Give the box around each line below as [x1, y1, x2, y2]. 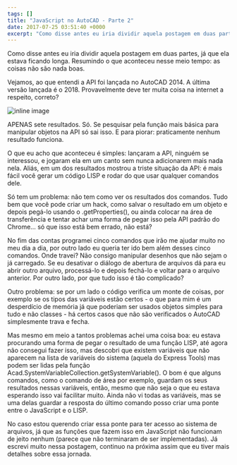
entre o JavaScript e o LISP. [7, 406, 88, 415]
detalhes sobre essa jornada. [7, 449, 92, 459]
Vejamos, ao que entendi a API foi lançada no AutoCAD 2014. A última [7, 78, 210, 87]
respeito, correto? [7, 93, 59, 102]
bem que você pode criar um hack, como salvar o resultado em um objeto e [7, 200, 228, 209]
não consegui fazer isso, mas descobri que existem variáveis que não [7, 346, 210, 355]
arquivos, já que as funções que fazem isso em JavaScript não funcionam [7, 428, 222, 436]
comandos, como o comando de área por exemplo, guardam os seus [7, 376, 208, 385]
